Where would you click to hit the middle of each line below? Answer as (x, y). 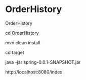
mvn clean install (23, 43)
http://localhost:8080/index (34, 72)
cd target (15, 52)
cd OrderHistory (22, 33)
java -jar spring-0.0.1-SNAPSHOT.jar (43, 62)
